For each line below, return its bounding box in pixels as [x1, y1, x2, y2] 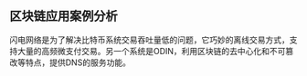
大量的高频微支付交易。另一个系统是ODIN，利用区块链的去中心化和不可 [16, 45, 286, 56]
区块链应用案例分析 [9, 8, 118, 24]
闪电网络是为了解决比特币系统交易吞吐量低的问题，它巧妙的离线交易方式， [9, 34, 290, 45]
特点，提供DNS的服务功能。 [25, 57, 131, 68]
